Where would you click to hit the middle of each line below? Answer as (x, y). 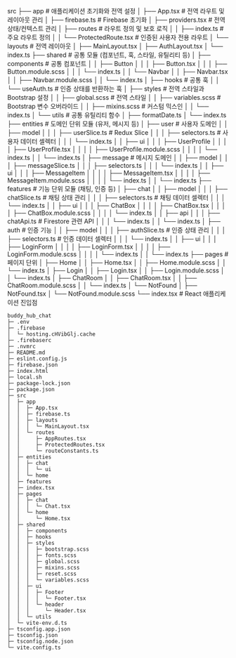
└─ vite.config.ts (34, 647)
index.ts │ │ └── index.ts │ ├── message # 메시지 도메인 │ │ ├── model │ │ (118, 158)
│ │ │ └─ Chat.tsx (39, 506)
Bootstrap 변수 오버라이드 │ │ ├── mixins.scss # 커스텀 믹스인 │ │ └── (108, 106)
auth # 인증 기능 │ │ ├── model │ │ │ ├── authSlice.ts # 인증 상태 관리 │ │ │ (117, 230)
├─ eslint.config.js (38, 359)
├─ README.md (26, 353)
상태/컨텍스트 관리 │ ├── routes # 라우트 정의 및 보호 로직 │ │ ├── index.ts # (116, 28)
